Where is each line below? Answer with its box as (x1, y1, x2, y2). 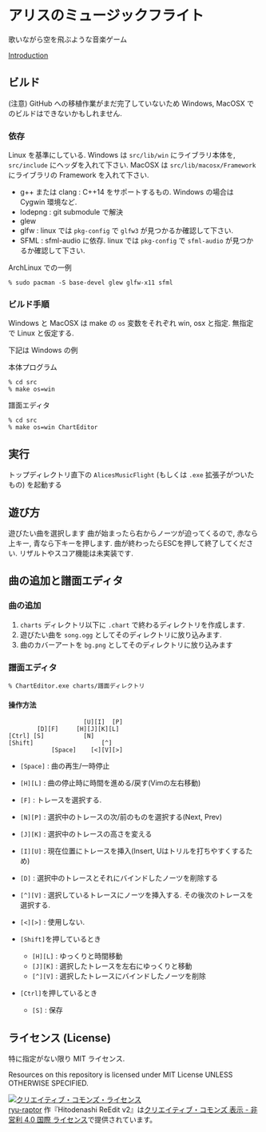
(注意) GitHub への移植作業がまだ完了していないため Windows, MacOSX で (8, 98, 254, 108)
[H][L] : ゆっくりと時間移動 (31, 951, 123, 961)
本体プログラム (8, 363, 58, 372)
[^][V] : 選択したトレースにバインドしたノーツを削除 (31, 971, 206, 981)
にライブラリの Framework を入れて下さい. (8, 171, 149, 180)
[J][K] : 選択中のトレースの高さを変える (19, 829, 153, 839)
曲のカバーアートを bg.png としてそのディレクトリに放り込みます (19, 640, 233, 649)
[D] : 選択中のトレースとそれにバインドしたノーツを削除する (19, 873, 218, 883)
